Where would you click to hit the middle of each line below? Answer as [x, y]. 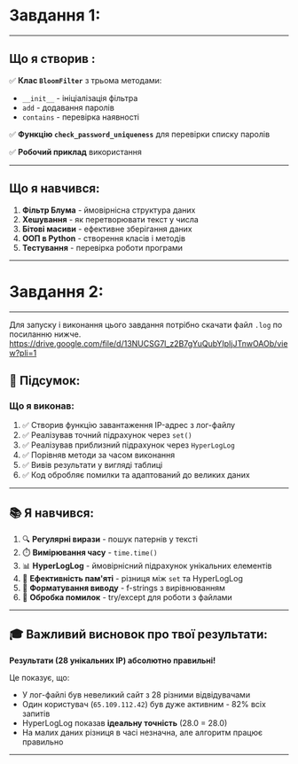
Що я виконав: [42, 406]
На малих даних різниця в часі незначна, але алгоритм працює [142, 732]
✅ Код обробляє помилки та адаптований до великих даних [136, 475]
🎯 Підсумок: [45, 381]
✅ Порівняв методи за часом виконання [98, 455]
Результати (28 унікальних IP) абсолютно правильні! [113, 660]
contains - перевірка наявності [81, 117]
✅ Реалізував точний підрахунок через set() [107, 435]
